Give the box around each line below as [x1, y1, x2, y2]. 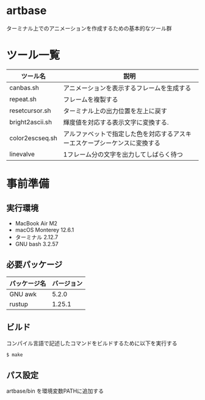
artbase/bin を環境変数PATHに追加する [6, 387, 104, 395]
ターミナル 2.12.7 [15, 233, 59, 241]
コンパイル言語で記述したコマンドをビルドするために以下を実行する [6, 340, 178, 347]
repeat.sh [9, 95, 37, 103]
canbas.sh [9, 83, 40, 92]
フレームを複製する [63, 95, 118, 104]
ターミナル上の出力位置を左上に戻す [63, 106, 168, 115]
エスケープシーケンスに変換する [69, 139, 160, 147]
